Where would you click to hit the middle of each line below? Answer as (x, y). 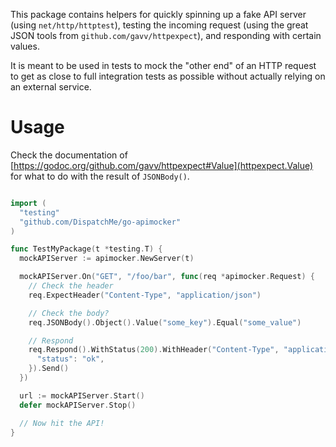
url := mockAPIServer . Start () (82, 395)
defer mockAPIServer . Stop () (78, 405)
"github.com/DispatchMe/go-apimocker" (100, 222)
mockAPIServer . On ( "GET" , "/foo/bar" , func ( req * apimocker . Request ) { (167, 277)
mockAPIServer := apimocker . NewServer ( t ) (107, 259)
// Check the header (71, 286)
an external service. (51, 87)
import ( (28, 203)
